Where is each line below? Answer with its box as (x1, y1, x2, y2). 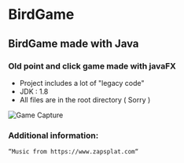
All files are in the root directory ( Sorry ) (19, 94, 151, 104)
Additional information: (8, 130, 99, 141)
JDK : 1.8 (19, 87, 49, 96)
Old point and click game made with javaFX (8, 61, 177, 72)
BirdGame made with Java (8, 37, 139, 50)
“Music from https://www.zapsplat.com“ (8, 148, 139, 156)
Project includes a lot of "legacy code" (19, 78, 145, 87)
